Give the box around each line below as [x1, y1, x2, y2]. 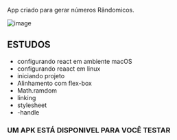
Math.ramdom [16, 86, 57, 95]
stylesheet [16, 101, 47, 109]
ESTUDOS [7, 39, 51, 51]
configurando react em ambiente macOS [16, 57, 132, 65]
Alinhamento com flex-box [16, 79, 93, 87]
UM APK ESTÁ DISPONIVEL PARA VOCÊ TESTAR [7, 125, 171, 135]
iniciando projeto [16, 71, 65, 80]
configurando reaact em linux [16, 65, 101, 73]
